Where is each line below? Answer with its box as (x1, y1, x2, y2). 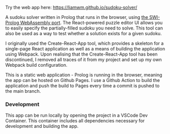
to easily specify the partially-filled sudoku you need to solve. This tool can (5, 25, 163, 31)
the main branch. (5, 88, 41, 94)
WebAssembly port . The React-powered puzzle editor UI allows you (20, 20, 163, 25)
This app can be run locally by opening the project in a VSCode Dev (5, 112, 148, 119)
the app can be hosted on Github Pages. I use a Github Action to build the (5, 77, 160, 83)
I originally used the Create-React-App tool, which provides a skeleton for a (5, 40, 164, 46)
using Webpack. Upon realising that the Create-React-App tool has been (5, 51, 158, 57)
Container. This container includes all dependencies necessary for (5, 118, 145, 124)
